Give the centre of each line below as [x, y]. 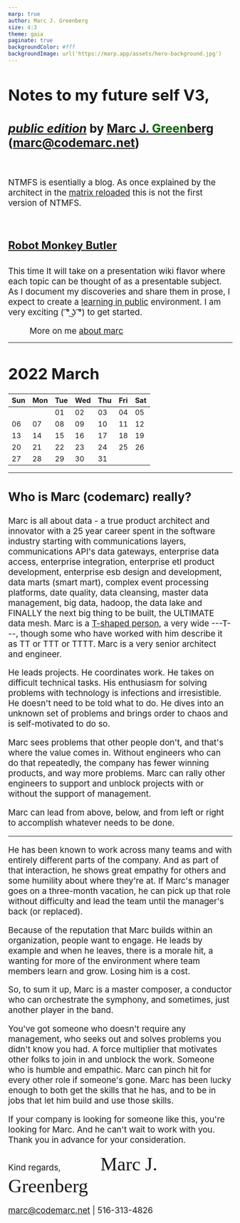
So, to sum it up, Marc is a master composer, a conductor [120, 990]
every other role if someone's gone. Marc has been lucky [120, 1080]
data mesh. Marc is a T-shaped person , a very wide [109, 623]
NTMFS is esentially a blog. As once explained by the [112, 183]
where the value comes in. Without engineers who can [115, 753]
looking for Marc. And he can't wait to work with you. [112, 1130]
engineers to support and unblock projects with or [106, 783]
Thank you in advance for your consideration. [97, 1140]
